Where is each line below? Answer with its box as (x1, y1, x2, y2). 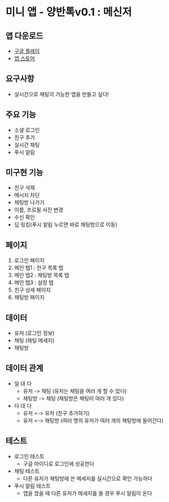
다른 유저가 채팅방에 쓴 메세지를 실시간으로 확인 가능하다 (22, 475, 153, 482)
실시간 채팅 (14, 141, 40, 148)
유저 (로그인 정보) (14, 330, 55, 337)
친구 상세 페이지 (14, 286, 51, 294)
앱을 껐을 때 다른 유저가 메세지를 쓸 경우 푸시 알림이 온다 (22, 490, 152, 497)
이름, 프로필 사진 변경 (14, 206, 63, 213)
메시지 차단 (14, 191, 40, 198)
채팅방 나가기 (14, 199, 45, 206)
